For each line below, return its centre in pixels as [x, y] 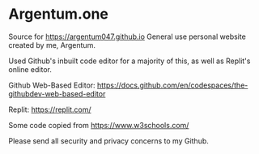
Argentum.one [59, 14]
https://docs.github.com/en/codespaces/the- [172, 85]
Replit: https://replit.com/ [50, 109]
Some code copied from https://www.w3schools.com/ [99, 125]
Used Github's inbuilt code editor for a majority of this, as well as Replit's [129, 61]
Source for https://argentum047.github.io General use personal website [127, 36]
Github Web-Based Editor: [52, 85]
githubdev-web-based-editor [57, 93]
